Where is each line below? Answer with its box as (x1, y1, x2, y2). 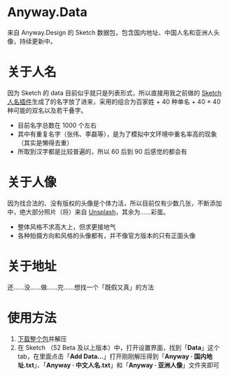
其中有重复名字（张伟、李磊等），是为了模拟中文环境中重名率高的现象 (17, 130, 217, 138)
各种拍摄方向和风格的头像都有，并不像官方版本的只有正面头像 (17, 231, 196, 239)
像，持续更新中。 (7, 36, 57, 46)
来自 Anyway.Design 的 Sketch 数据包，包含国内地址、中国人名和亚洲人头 (7, 28, 220, 36)
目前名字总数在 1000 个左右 (17, 120, 97, 130)
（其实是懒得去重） (17, 138, 74, 147)
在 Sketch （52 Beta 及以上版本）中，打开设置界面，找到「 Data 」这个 (17, 343, 221, 351)
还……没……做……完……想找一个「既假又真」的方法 (7, 283, 154, 291)
